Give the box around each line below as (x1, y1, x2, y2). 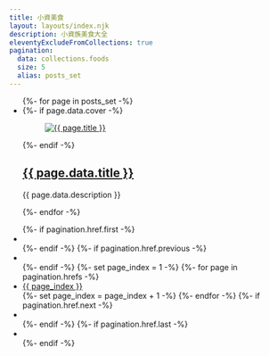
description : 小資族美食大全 (9, 29, 109, 38)
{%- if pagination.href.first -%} (21, 224, 135, 235)
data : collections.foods (17, 54, 110, 63)
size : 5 (17, 63, 46, 72)
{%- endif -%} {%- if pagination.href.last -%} (21, 319, 189, 329)
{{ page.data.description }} (21, 189, 121, 200)
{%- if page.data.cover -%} (21, 104, 123, 116)
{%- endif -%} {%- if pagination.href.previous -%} (21, 243, 208, 253)
